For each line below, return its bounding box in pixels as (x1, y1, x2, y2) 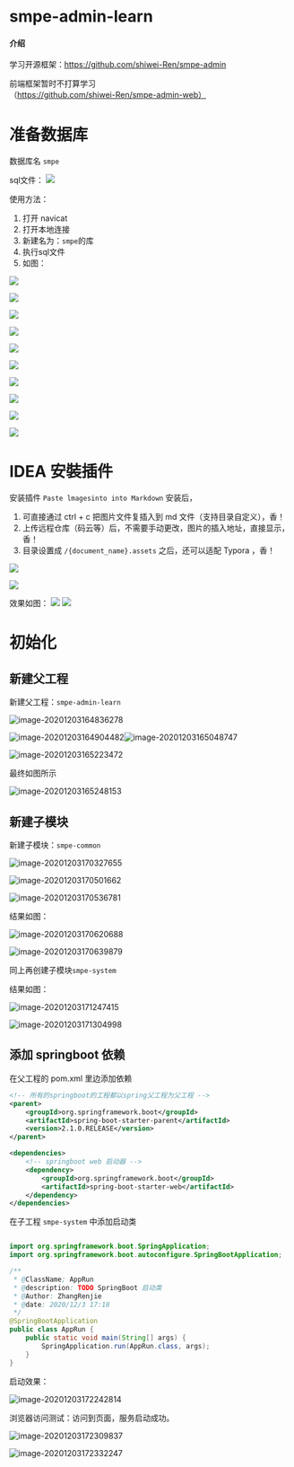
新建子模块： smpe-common (9, 839, 101, 850)
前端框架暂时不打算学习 (9, 78, 96, 89)
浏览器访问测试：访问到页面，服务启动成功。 (9, 1412, 175, 1423)
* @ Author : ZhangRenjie (13, 1291, 102, 1301)
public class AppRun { (9, 1325, 94, 1334)
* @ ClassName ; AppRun (13, 1275, 94, 1284)
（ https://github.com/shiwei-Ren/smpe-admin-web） (9, 90, 207, 101)
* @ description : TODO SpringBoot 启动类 (13, 1283, 163, 1292)
